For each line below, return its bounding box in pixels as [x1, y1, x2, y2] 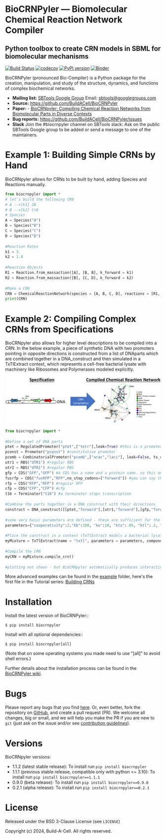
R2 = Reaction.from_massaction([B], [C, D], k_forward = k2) [5, 275, 134, 280]
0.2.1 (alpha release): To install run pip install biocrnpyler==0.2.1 [12, 785, 150, 791]
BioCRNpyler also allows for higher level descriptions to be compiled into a [5, 340, 157, 346]
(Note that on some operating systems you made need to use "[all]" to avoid [5, 650, 161, 656]
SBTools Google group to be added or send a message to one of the [12, 127, 151, 132]
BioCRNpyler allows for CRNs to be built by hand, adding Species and [5, 176, 147, 182]
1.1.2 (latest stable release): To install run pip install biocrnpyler [12, 764, 147, 770]
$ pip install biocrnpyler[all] [5, 642, 72, 647]
